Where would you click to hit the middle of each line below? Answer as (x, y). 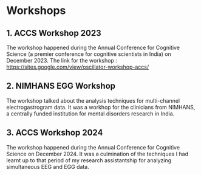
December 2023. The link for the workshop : (62, 60)
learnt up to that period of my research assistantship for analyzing (89, 160)
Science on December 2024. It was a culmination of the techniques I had (97, 154)
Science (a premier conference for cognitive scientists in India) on (89, 54)
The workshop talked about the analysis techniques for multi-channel (93, 100)
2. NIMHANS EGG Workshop (61, 86)
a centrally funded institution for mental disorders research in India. (90, 114)
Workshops (36, 11)
